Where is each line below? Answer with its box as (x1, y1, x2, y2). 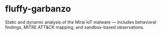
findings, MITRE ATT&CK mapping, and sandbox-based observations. (5, 24, 144, 30)
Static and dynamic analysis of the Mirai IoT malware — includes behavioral (5, 19, 157, 25)
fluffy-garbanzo (5, 3, 72, 14)
